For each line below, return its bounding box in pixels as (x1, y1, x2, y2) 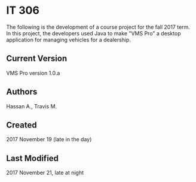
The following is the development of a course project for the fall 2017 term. (6, 23, 190, 31)
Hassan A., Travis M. (6, 102, 57, 110)
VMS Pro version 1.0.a (6, 69, 60, 77)
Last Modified (6, 153, 59, 163)
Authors (6, 87, 38, 97)
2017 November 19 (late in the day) (6, 136, 92, 143)
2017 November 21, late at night (6, 169, 84, 177)
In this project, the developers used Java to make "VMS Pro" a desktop (6, 29, 181, 37)
